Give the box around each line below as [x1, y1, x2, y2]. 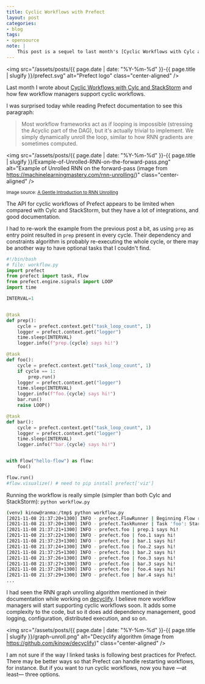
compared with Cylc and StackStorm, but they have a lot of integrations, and [6, 206, 199, 214]
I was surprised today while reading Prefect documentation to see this [6, 102, 183, 109]
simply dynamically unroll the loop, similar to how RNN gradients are [21, 133, 193, 140]
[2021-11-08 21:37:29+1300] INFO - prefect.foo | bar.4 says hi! [6, 572, 176, 578]
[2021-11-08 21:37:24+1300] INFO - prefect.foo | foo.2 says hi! [6, 544, 176, 550]
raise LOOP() [17, 402, 51, 408]
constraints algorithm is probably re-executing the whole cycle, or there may [6, 237, 199, 245]
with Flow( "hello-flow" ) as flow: [6, 458, 95, 464]
